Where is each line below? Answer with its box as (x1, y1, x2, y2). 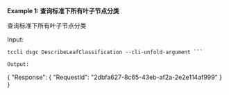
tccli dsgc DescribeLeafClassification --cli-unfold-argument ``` (7, 49, 203, 55)
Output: (7, 61, 30, 68)
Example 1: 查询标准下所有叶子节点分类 (7, 7, 119, 15)
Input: (7, 35, 24, 44)
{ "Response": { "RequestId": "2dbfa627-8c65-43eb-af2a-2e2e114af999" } (7, 73, 222, 81)
